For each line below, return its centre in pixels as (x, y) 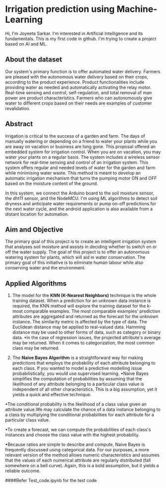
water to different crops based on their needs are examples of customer (79, 103)
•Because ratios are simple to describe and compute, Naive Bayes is (75, 444)
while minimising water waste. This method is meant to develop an (73, 173)
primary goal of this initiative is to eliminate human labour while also (74, 263)
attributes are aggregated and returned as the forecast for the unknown (85, 316)
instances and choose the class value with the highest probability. (72, 435)
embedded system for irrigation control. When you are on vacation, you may (83, 152)
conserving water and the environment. (45, 268)
